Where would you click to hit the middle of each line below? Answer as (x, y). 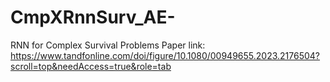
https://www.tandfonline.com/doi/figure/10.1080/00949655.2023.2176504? (165, 55)
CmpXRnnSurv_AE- (93, 17)
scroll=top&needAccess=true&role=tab (91, 66)
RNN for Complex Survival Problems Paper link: (108, 45)
